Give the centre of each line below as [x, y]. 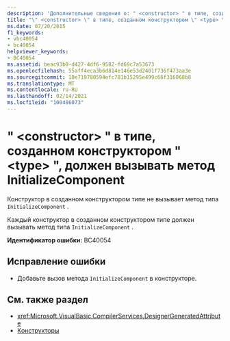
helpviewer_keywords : [38, 52]
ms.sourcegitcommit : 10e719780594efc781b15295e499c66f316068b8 [99, 77]
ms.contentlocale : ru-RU [42, 90]
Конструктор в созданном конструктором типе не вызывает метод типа [113, 199]
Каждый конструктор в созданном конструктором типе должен [101, 219]
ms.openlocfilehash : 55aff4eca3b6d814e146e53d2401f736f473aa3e [99, 71]
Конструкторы [38, 331]
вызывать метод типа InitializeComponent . [70, 227]
